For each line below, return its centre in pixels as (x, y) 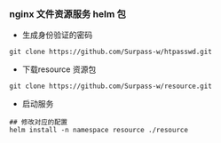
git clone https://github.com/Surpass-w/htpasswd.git (111, 52)
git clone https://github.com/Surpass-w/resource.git (111, 86)
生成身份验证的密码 (57, 35)
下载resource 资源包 (59, 69)
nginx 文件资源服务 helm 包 (68, 13)
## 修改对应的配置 (39, 123)
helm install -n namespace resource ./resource (99, 131)
